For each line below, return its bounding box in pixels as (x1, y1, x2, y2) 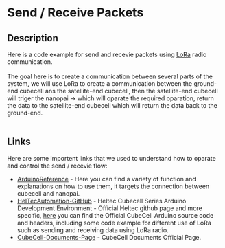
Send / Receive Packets (7, 5, 144, 21)
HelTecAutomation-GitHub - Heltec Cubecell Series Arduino (16, 196, 187, 205)
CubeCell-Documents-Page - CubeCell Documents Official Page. (16, 233, 201, 241)
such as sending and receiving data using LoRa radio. (16, 225, 169, 234)
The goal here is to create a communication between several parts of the (7, 72, 213, 80)
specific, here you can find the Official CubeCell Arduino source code (16, 211, 214, 219)
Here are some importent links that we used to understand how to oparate (7, 154, 216, 162)
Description (7, 32, 58, 44)
